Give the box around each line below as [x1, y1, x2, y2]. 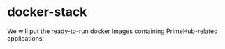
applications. [7, 34, 44, 42]
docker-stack [7, 4, 87, 20]
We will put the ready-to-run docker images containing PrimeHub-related [7, 27, 218, 35]
